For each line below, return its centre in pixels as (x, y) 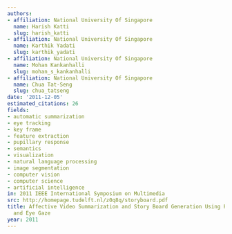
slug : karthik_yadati (45, 53)
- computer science (35, 181)
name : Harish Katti (41, 26)
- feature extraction (38, 136)
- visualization (30, 155)
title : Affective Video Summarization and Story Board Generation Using (114, 207)
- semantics (24, 149)
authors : (20, 13)
